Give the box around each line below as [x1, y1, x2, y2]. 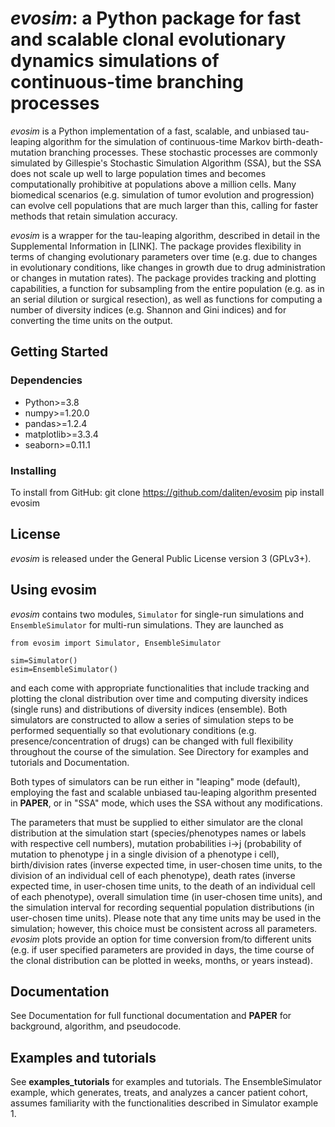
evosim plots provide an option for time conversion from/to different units [10, 933, 312, 945]
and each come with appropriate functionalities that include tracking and [10, 682, 310, 694]
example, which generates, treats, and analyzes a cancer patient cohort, [10, 1087, 308, 1099]
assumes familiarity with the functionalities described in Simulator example [10, 1097, 319, 1109]
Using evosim [10, 582, 97, 599]
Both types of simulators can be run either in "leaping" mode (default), [10, 775, 301, 787]
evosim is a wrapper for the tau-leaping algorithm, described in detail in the [10, 229, 321, 241]
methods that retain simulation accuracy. [10, 210, 178, 222]
